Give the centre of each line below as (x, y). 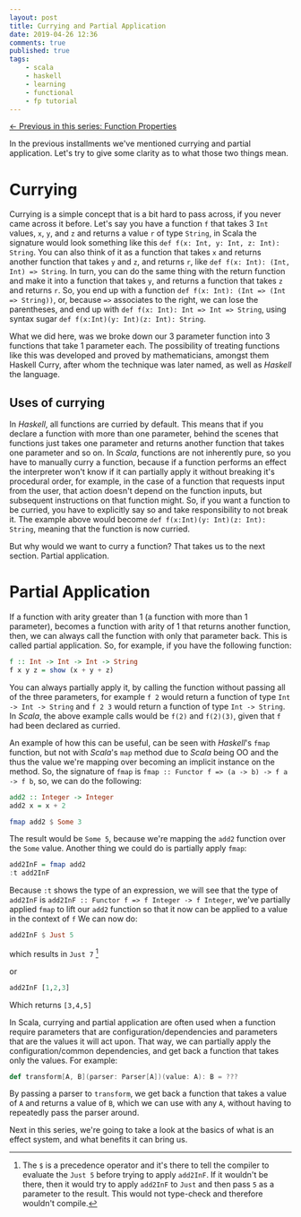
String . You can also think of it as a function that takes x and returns (135, 253)
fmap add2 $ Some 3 (46, 822)
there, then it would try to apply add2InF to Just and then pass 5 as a (148, 1185)
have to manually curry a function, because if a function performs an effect (148, 462)
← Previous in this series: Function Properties (93, 126)
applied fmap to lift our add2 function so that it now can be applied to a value (149, 910)
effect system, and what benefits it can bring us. (99, 1140)
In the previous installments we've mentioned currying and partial (130, 143)
